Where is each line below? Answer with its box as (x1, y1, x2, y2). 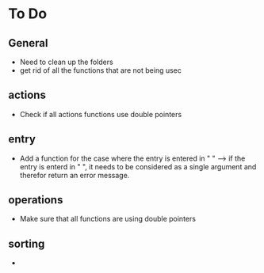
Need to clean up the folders (19, 57, 113, 66)
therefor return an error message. (19, 170, 130, 180)
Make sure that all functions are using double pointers (19, 214, 197, 224)
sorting (8, 237, 45, 250)
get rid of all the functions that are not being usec (19, 66, 182, 75)
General (8, 36, 49, 50)
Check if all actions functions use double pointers (19, 109, 182, 119)
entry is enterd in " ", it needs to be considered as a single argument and (19, 161, 257, 171)
